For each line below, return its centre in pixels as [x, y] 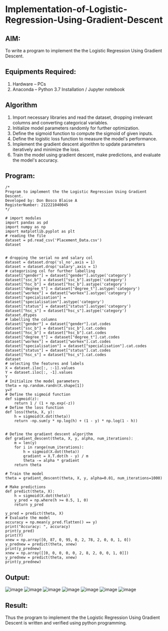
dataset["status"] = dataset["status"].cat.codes [58, 350]
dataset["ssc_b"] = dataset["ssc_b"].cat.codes [56, 328]
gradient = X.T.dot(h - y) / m [56, 456]
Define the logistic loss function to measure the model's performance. [85, 138]
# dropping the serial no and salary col [49, 258]
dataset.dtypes [21, 315]
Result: [17, 605]
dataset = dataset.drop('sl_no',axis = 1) [50, 262]
